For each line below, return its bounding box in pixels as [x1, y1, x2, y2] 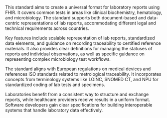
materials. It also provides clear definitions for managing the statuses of [5, 46, 153, 51]
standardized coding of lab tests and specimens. [5, 82, 106, 88]
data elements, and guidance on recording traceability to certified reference [5, 40, 161, 46]
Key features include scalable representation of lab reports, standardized [5, 35, 156, 41]
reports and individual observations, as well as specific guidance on [5, 51, 145, 57]
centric [5, 20, 20, 26]
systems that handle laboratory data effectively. [5, 107, 103, 113]
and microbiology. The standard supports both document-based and [5, 15, 146, 20]
